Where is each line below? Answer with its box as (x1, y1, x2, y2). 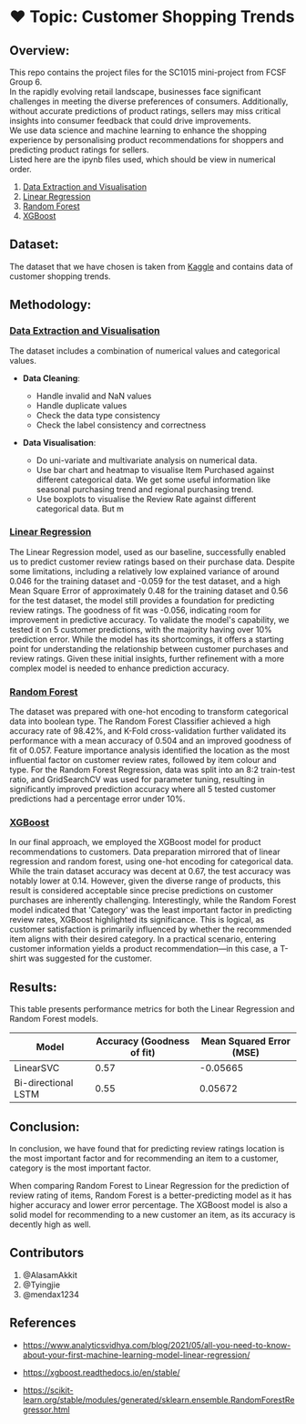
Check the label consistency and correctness (36, 419, 207, 430)
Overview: (9, 43, 70, 58)
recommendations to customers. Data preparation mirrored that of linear (9, 846, 280, 858)
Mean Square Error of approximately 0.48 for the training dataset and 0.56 (9, 585, 289, 596)
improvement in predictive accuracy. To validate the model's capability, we (9, 614, 290, 625)
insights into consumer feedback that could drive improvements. (9, 116, 251, 126)
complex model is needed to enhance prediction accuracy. (9, 663, 229, 674)
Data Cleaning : (22, 372, 80, 384)
